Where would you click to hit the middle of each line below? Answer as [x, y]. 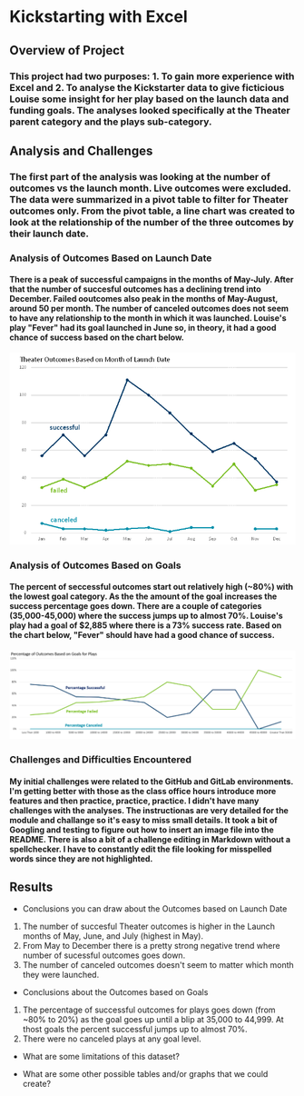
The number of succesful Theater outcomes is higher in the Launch [148, 927]
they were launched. [61, 975]
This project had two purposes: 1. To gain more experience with [152, 76]
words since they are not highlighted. [81, 858]
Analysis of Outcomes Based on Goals [95, 565]
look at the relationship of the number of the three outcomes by [152, 222]
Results [31, 887]
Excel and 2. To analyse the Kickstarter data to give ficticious [147, 87]
